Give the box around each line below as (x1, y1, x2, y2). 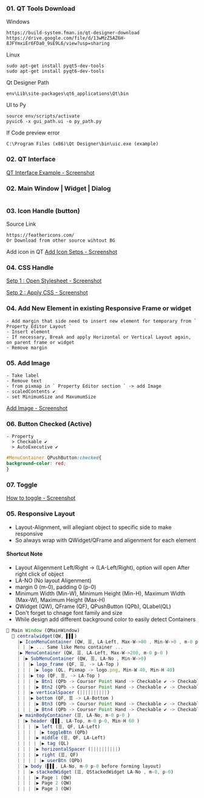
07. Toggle (6, 480, 38, 489)
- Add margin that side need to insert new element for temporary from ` (6, 318, 197, 324)
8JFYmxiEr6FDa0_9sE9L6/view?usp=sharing (6, 41, 110, 47)
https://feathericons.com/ (6, 233, 75, 239)
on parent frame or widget (6, 339, 75, 345)
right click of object (15, 570, 64, 578)
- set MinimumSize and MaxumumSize (6, 394, 97, 400)
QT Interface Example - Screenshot (6, 169, 95, 176)
